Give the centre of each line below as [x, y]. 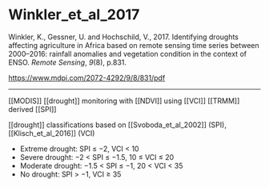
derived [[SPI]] [32, 109]
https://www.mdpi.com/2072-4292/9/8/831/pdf [87, 78]
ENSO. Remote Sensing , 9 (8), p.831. [67, 62]
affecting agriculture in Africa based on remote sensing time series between [134, 45]
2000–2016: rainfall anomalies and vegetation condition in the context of [127, 54]
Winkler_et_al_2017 [74, 15]
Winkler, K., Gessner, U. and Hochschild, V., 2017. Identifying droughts [123, 37]
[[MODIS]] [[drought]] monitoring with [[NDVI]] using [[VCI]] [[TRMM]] [124, 101]
